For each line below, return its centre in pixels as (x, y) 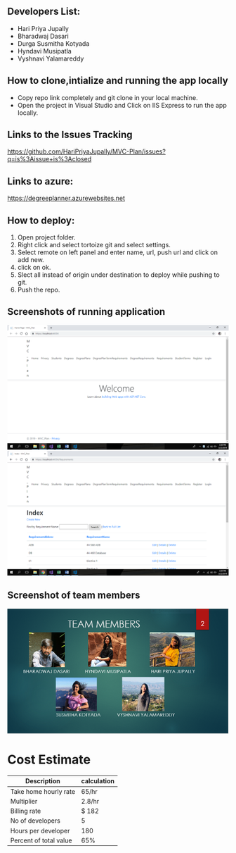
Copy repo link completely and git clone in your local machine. (107, 97)
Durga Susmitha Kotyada (53, 43)
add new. (31, 260)
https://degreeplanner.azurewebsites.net (66, 198)
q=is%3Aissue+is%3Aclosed (50, 159)
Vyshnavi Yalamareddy (51, 58)
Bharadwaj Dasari (43, 36)
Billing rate (26, 811)
